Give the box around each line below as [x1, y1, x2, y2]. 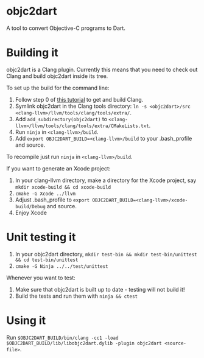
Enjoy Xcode [15, 209, 47, 216]
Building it [6, 46, 58, 60]
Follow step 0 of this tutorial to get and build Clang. [15, 96, 144, 103]
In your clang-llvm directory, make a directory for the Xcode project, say [15, 177, 197, 184]
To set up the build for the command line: [6, 84, 110, 91]
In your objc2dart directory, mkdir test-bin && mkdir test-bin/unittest [15, 250, 197, 258]
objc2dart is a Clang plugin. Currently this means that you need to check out [6, 66, 198, 73]
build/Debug [15, 203, 46, 209]
